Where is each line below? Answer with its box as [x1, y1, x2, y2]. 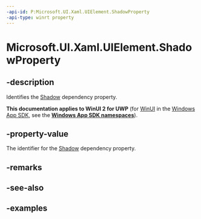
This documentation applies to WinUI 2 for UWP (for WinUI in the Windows [6, 105, 195, 112]
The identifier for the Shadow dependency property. [6, 145, 136, 152]
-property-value [6, 129, 69, 139]
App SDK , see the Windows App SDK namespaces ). [6, 111, 138, 118]
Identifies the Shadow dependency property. [6, 93, 118, 100]
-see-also [6, 183, 44, 193]
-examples [6, 203, 48, 214]
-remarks [6, 162, 42, 173]
